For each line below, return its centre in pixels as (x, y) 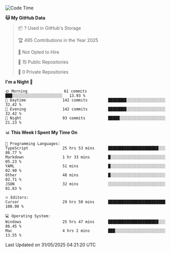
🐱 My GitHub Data (26, 18)
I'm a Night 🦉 (19, 82)
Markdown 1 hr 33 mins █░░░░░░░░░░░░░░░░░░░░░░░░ (86, 157)
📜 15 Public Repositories (43, 62)
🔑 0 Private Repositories (43, 72)
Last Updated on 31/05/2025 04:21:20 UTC (51, 245)
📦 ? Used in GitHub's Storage (50, 28)
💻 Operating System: (28, 216)
